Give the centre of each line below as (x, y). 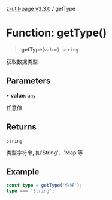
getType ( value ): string (50, 49)
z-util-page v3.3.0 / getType (41, 9)
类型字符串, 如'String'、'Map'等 (45, 153)
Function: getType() (57, 33)
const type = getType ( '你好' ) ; (44, 186)
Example (23, 172)
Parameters (28, 81)
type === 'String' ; (31, 191)
